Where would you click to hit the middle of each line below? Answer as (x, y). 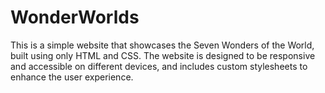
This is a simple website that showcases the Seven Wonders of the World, (162, 45)
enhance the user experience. (72, 77)
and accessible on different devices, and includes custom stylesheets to (159, 66)
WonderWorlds (75, 17)
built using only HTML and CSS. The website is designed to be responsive (163, 55)
